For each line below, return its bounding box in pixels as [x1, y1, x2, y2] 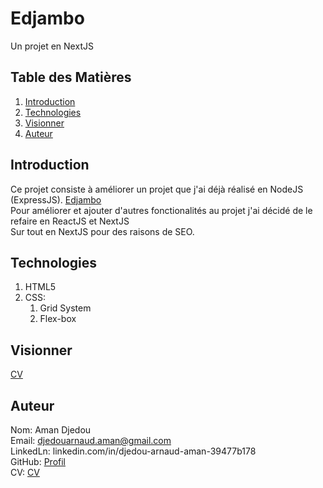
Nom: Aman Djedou [10, 424, 92, 436]
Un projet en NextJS [10, 40, 94, 52]
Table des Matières [10, 69, 132, 86]
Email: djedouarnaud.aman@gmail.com [10, 435, 172, 446]
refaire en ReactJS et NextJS [10, 215, 130, 227]
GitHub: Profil [10, 456, 66, 467]
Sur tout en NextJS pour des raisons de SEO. [10, 225, 195, 237]
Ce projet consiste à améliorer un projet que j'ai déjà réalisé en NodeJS [10, 183, 304, 195]
